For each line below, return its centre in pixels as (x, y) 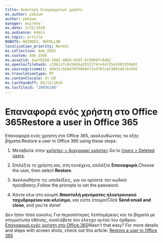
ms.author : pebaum (24, 14)
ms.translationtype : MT (30, 74)
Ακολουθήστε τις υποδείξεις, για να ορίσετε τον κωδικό (69, 180)
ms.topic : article (24, 37)
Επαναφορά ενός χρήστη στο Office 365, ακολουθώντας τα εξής (72, 136)
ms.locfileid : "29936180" (32, 87)
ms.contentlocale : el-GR (31, 78)
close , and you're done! (36, 205)
